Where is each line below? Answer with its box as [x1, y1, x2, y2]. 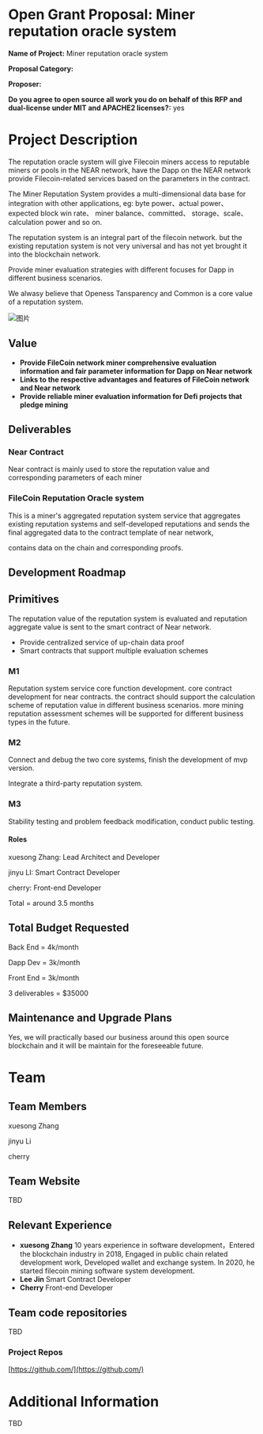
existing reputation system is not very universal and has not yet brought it [8, 241, 247, 250]
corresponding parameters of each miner [8, 473, 143, 482]
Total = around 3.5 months [8, 898, 95, 907]
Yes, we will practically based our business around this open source [8, 1032, 229, 1042]
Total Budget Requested [8, 921, 130, 935]
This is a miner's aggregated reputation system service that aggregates [8, 511, 241, 520]
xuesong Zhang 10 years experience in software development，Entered [19, 1241, 255, 1250]
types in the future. [8, 717, 70, 727]
